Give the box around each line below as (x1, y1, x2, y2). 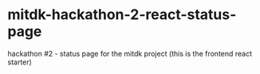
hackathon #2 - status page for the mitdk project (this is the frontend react (7, 49, 253, 58)
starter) (7, 57, 33, 67)
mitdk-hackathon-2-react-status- (7, 6, 237, 24)
